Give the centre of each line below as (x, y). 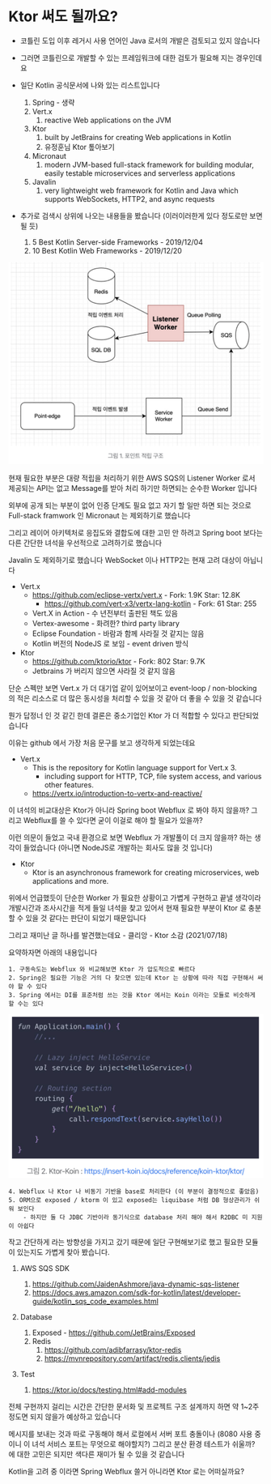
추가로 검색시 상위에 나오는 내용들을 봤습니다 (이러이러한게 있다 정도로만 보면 (141, 215)
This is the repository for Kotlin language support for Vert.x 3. (134, 767)
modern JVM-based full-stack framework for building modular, (149, 164)
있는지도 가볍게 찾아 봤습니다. (64, 1252)
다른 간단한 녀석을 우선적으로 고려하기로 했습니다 (85, 543)
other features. (69, 785)
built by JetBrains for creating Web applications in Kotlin (138, 137)
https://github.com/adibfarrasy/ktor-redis (113, 1350)
